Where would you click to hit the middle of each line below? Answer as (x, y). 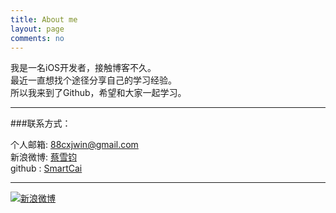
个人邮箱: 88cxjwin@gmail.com (74, 145)
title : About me (44, 19)
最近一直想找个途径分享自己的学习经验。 (93, 80)
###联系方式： (41, 123)
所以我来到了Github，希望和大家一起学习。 (98, 93)
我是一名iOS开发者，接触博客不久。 (83, 68)
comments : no (37, 38)
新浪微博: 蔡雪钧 (43, 157)
